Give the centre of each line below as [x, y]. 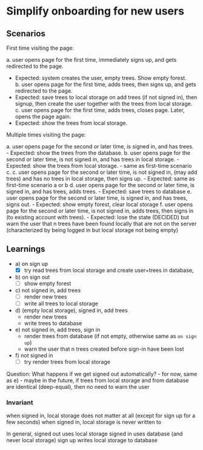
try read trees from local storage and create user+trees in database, [109, 270]
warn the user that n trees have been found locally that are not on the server [101, 223]
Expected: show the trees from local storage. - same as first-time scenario [99, 166]
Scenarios [26, 34]
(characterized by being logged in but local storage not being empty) [92, 230]
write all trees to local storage [61, 303]
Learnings [26, 249]
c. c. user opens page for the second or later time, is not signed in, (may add [102, 172]
